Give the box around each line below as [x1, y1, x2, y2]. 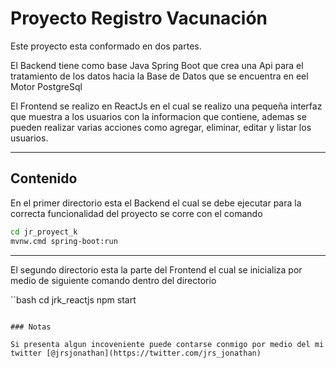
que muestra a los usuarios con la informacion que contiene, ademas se [10, 110, 307, 122]
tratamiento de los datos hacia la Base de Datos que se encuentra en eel [10, 70, 309, 82]
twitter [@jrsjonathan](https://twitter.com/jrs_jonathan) [10, 348, 262, 358]
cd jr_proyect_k [10, 227, 78, 237]
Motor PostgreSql [10, 80, 83, 92]
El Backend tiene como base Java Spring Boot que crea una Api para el [10, 59, 304, 71]
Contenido [10, 170, 78, 187]
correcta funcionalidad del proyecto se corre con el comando [10, 207, 263, 219]
